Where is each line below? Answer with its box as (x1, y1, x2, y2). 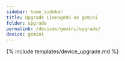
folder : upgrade (6, 20, 47, 26)
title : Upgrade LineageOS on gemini (6, 14, 98, 21)
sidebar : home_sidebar (6, 8, 63, 15)
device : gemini (6, 31, 44, 37)
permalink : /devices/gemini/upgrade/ (6, 25, 101, 32)
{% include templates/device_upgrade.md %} (6, 48, 119, 55)
